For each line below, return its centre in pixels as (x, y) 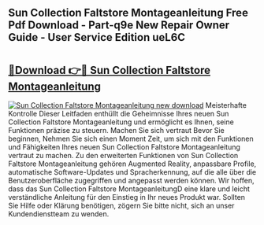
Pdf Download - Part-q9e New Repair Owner (119, 26)
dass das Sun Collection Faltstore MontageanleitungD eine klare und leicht (129, 189)
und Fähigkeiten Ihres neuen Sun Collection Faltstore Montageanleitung (124, 147)
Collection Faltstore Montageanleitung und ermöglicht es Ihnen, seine (121, 122)
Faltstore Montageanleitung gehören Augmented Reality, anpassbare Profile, (132, 164)
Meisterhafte (226, 105)
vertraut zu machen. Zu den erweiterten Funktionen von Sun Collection (123, 155)
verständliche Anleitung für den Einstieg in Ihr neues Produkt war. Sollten (127, 197)
